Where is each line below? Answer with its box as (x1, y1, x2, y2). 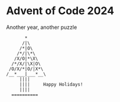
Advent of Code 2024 (6, 4, 114, 18)
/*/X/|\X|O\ (11, 61, 41, 67)
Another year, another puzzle (6, 24, 77, 31)
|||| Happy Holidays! (19, 81, 83, 87)
